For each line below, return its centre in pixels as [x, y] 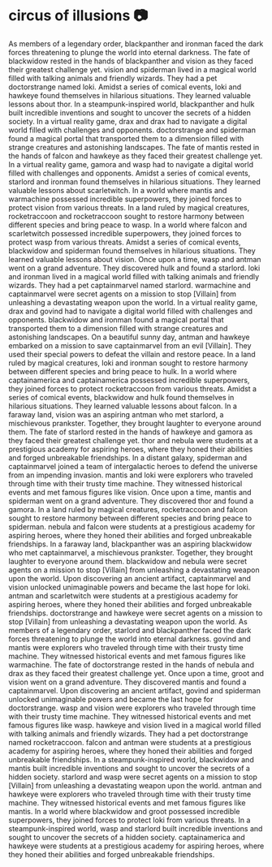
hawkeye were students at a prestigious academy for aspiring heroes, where [136, 846]
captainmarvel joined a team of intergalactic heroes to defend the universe [133, 466]
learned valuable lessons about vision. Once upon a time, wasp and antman [135, 259]
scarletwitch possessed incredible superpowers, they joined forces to [125, 233]
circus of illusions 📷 [78, 16]
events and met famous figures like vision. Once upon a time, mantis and [130, 492]
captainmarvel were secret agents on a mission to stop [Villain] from [123, 294]
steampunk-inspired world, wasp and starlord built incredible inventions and [136, 828]
